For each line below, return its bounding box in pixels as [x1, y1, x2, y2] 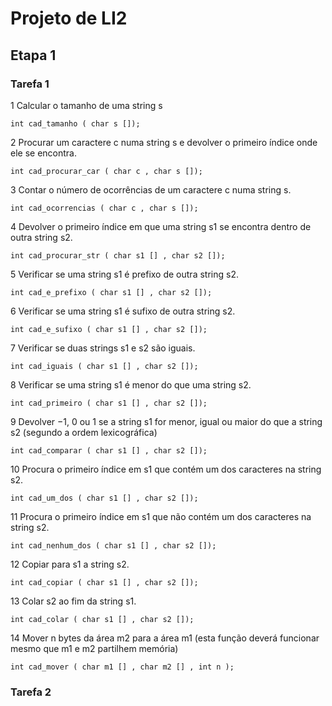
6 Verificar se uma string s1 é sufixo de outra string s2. [10, 305, 236, 317]
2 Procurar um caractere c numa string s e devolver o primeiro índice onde [10, 136, 318, 148]
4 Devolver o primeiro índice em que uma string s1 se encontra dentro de [10, 220, 312, 232]
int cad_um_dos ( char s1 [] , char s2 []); [10, 493, 199, 503]
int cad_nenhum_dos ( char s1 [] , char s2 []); [10, 540, 217, 551]
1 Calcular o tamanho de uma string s [10, 99, 163, 111]
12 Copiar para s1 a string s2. [10, 558, 130, 570]
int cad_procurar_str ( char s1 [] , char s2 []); [10, 250, 226, 261]
